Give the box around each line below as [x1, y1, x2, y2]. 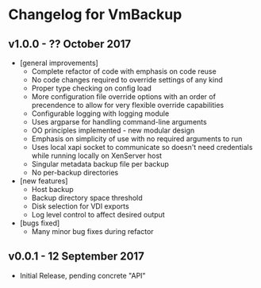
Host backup [31, 185, 74, 194]
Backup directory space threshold [31, 193, 143, 202]
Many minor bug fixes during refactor [31, 227, 154, 236]
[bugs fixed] [19, 218, 60, 228]
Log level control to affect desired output [31, 210, 165, 219]
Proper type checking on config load [31, 83, 152, 93]
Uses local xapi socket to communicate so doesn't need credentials [31, 143, 253, 152]
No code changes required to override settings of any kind [31, 75, 224, 84]
